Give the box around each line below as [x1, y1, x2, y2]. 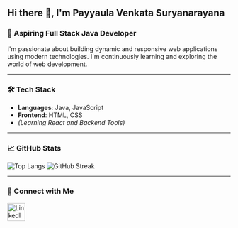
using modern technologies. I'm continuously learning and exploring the [7, 52, 217, 60]
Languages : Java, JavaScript [17, 103, 104, 112]
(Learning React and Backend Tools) [17, 118, 125, 126]
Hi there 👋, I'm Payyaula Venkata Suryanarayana [7, 7, 225, 19]
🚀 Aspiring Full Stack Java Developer [7, 28, 137, 38]
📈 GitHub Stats [7, 143, 62, 153]
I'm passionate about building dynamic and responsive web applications [7, 44, 218, 53]
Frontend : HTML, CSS [17, 111, 83, 119]
